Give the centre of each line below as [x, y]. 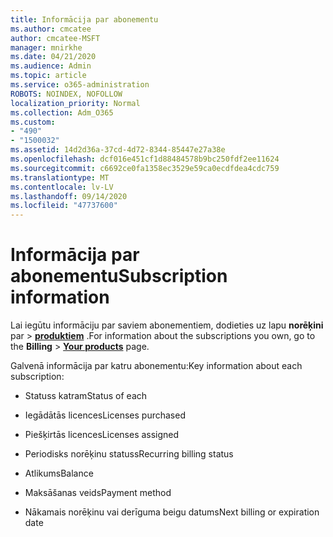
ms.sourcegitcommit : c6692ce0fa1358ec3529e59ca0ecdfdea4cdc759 [145, 168]
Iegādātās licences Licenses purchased [105, 415]
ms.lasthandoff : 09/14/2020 [69, 196]
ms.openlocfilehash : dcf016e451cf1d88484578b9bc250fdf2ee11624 [145, 159]
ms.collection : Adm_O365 [62, 112]
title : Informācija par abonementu [84, 19]
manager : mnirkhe [46, 47]
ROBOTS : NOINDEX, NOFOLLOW [66, 94]
